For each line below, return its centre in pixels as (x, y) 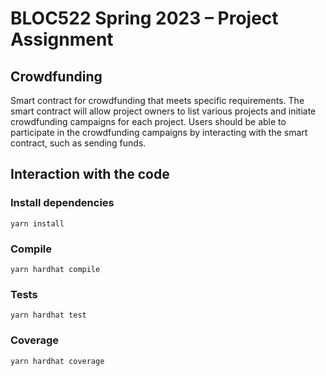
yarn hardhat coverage (57, 361)
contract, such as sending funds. (78, 143)
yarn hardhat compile (55, 269)
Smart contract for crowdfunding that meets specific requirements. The (157, 100)
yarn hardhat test (48, 315)
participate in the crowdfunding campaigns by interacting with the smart (159, 132)
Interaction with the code (90, 174)
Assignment (62, 39)
